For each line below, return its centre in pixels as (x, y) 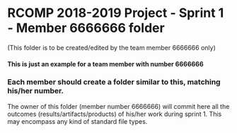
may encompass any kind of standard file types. (77, 121)
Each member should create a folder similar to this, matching (114, 82)
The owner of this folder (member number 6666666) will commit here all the (118, 106)
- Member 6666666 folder (86, 28)
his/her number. (36, 91)
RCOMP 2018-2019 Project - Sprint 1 (116, 13)
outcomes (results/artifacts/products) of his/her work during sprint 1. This (115, 114)
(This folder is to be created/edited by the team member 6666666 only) (111, 47)
